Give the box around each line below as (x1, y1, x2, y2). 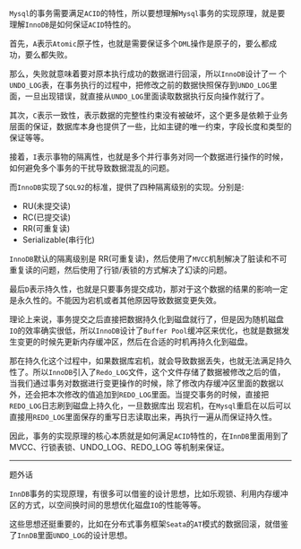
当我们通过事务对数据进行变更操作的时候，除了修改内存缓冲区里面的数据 (9, 378, 276, 388)
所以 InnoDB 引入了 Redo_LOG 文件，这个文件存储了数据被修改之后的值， (32, 367, 286, 377)
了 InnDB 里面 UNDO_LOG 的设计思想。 (9, 530, 133, 540)
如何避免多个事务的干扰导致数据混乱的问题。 (9, 162, 175, 173)
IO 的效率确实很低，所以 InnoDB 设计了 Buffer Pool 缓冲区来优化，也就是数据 (9, 326, 282, 335)
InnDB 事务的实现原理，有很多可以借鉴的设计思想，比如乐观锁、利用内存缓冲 (9, 488, 288, 499)
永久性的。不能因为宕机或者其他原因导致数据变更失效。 (16, 295, 221, 305)
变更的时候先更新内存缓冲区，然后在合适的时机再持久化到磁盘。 (16, 336, 253, 347)
